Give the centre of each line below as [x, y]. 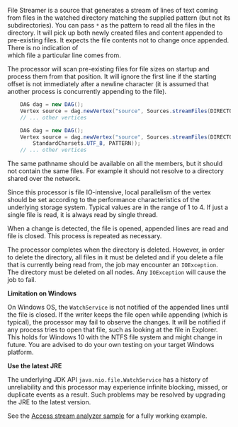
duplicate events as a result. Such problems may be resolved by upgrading [117, 394]
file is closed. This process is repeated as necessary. [85, 236]
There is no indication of [43, 48]
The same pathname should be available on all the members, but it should [115, 164]
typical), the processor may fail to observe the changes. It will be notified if [117, 322]
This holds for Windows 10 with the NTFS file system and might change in [115, 337]
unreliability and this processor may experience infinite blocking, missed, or [118, 387]
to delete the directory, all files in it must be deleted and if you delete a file [115, 257]
